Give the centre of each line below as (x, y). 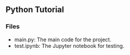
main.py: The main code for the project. (63, 39)
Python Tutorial (35, 10)
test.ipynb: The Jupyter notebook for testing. (69, 46)
